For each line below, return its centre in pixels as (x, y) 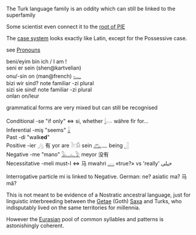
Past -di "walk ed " (28, 137)
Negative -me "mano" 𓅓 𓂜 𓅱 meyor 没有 (58, 154)
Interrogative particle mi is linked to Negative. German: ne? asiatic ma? (93, 177)
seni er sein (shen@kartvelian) (44, 68)
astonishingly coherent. (35, 225)
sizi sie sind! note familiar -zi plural (49, 90)
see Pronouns (23, 50)
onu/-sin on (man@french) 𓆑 (44, 76)
